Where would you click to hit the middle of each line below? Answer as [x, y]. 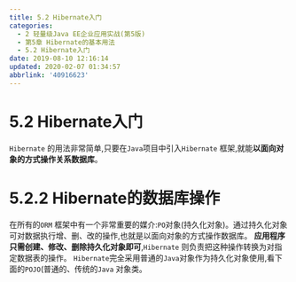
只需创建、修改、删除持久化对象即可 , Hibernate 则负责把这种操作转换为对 [142, 247]
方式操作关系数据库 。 [63, 159]
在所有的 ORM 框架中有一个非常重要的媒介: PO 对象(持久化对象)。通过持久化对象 [148, 224]
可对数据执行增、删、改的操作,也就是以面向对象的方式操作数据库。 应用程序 [147, 235]
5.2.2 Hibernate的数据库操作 [115, 198]
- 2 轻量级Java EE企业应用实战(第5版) [82, 34]
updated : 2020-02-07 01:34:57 [65, 67]
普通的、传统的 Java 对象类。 [95, 269]
